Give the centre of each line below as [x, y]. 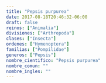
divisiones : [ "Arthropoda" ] [40, 33]
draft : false [22, 22]
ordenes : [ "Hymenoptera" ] [37, 44]
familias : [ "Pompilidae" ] [37, 50]
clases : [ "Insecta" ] [31, 39]
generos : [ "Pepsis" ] [31, 55]
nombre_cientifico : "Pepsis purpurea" [53, 60]
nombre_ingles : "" [28, 71]
